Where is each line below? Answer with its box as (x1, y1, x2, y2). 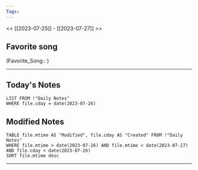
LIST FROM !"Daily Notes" (6, 95, 70, 102)
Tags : (6, 8, 19, 15)
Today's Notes (6, 80, 61, 90)
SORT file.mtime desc (6, 153, 60, 159)
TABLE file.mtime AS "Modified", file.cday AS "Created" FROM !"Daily (6, 132, 183, 138)
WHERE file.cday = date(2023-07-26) (6, 101, 96, 106)
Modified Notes (6, 116, 64, 126)
